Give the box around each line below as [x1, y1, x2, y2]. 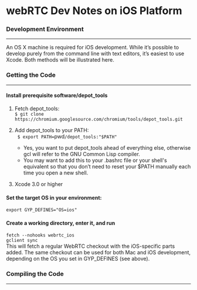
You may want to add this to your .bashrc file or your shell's [23, 157, 167, 164]
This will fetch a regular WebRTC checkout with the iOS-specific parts [6, 242, 175, 250]
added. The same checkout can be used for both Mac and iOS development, [6, 249, 191, 256]
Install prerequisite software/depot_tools [6, 92, 108, 99]
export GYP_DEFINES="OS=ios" [6, 207, 77, 213]
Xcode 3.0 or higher [14, 180, 63, 187]
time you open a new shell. [23, 169, 89, 176]
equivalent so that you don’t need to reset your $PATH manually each [23, 163, 191, 170]
